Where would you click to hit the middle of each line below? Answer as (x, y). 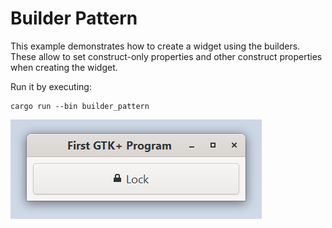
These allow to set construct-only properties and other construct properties (166, 56)
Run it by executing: (51, 86)
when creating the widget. (64, 67)
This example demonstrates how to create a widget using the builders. (155, 46)
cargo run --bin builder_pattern (80, 106)
